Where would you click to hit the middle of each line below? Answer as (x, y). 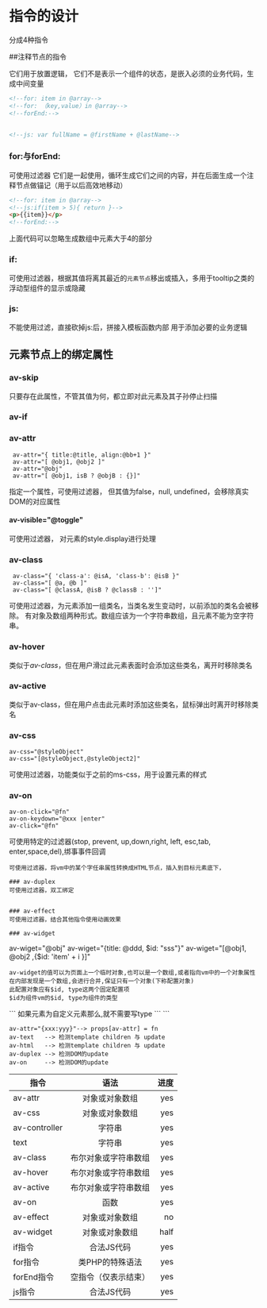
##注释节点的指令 (38, 56)
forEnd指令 (34, 1277)
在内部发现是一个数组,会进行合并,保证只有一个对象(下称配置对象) (102, 982)
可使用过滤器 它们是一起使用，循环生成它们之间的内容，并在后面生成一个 (128, 175)
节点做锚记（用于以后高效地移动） (71, 185)
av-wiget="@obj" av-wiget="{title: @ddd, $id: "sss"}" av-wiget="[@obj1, (128, 948)
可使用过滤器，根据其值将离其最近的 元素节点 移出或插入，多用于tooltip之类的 (132, 278)
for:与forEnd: (35, 156)
